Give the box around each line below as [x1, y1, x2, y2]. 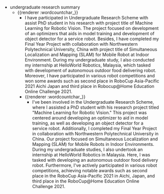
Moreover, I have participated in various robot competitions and [24, 73, 155, 78]
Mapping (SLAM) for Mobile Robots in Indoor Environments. [32, 141, 155, 147]
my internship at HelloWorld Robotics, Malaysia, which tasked [24, 62, 151, 68]
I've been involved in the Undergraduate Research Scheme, [32, 99, 154, 105]
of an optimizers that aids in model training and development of [24, 31, 155, 36]
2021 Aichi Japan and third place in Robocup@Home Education [24, 83, 155, 89]
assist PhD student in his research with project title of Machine [24, 20, 153, 26]
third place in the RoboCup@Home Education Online [32, 178, 140, 184]
